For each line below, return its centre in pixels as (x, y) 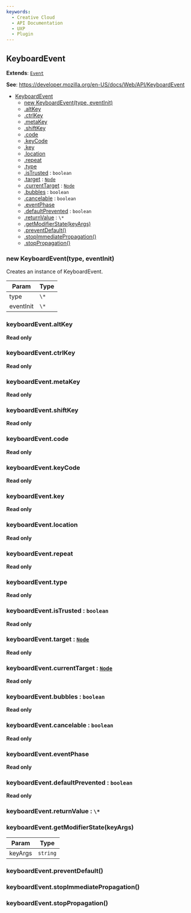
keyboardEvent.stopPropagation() (57, 903)
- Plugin (23, 34)
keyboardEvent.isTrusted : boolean (57, 611)
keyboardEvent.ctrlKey (41, 353)
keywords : (19, 12)
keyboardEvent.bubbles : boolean (56, 697)
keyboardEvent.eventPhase (47, 754)
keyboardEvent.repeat (40, 553)
